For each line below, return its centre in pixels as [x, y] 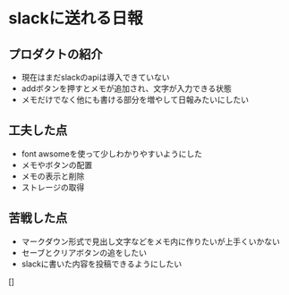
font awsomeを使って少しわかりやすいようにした [112, 154]
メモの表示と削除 [53, 176]
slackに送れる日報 [76, 18]
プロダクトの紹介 [55, 54]
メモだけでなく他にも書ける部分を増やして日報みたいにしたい [135, 100]
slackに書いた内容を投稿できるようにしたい [102, 264]
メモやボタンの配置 [57, 164]
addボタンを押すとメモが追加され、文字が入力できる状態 [126, 88]
